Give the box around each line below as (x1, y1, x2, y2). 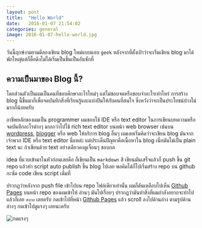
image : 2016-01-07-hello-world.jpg (6, 32, 97, 38)
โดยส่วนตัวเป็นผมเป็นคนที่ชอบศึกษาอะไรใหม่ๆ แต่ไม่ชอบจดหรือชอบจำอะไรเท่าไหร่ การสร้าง (6, 89, 188, 97)
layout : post (6, 9, 40, 15)
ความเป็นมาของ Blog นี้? (6, 74, 83, 84)
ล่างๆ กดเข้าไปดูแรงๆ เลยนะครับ (6, 202, 69, 210)
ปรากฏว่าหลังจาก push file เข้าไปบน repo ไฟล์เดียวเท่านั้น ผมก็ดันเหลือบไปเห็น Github (6, 181, 189, 189)
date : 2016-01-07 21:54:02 (6, 20, 81, 26)
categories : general (6, 26, 59, 32)
